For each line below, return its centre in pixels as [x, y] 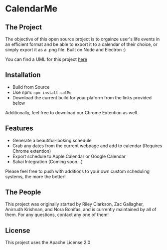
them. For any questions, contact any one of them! [57, 215]
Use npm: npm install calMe [42, 92]
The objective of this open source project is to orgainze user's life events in [83, 39]
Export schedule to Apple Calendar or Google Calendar [69, 156]
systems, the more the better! [35, 176]
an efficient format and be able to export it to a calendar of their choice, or [82, 44]
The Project [24, 27]
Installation [23, 75]
